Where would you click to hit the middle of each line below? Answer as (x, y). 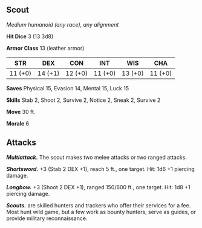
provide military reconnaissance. (47, 218)
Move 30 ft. (21, 112)
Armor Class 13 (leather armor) (45, 48)
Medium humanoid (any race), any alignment (63, 24)
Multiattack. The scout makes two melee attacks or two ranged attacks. (97, 157)
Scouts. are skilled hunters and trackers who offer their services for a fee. (99, 205)
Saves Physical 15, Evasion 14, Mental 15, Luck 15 (67, 88)
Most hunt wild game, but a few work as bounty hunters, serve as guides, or (101, 212)
